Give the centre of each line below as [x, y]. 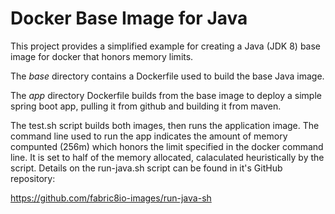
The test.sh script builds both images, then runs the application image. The [165, 125]
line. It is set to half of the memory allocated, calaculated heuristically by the [167, 157]
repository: [33, 178]
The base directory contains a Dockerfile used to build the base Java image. [167, 76]
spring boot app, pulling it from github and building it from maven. [146, 106]
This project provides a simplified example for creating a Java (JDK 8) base [166, 46]
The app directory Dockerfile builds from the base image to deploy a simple [166, 95]
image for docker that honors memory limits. [102, 56]
